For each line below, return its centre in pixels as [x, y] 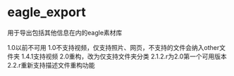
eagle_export [47, 12]
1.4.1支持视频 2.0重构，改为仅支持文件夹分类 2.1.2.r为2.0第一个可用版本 [124, 56]
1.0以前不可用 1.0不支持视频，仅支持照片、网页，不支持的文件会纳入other [113, 47]
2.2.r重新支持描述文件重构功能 [51, 65]
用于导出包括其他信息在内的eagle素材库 [65, 32]
